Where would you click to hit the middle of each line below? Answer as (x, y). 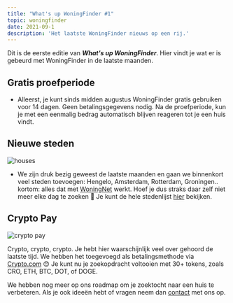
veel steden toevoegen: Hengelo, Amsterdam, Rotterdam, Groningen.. (118, 181)
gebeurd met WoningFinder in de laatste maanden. (80, 61)
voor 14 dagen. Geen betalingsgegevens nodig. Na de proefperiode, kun (121, 107)
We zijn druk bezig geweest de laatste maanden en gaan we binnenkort (120, 174)
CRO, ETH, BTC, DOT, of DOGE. (52, 271)
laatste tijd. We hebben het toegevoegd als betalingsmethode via (101, 256)
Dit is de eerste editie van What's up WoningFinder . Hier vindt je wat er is (114, 53)
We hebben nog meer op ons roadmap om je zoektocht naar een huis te (111, 285)
